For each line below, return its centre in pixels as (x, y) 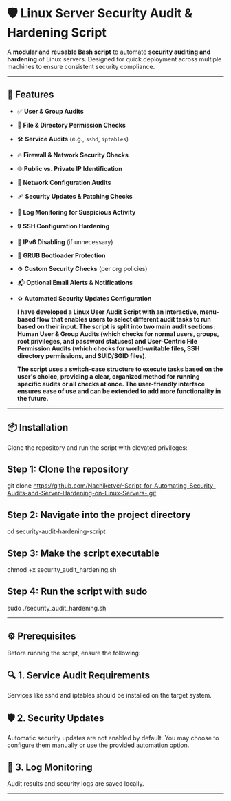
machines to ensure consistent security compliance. (81, 66)
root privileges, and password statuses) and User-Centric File (107, 341)
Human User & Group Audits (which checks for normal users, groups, (118, 334)
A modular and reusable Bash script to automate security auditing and (109, 52)
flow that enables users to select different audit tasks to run (124, 319)
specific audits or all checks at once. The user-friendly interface (111, 384)
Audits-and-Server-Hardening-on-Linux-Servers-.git (82, 493)
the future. (33, 398)
